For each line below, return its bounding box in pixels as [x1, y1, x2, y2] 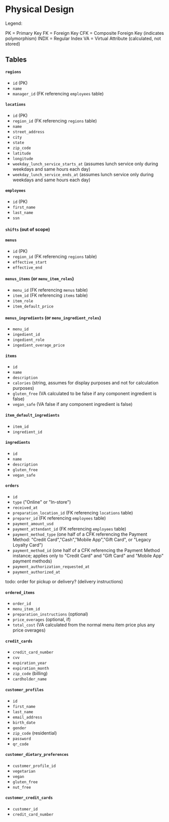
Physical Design [5, 4, 74, 15]
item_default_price [12, 304, 54, 309]
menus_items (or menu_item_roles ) [5, 276, 74, 282]
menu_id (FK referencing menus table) [12, 287, 88, 293]
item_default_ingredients [5, 413, 60, 418]
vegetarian [12, 768, 36, 774]
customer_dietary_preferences [5, 752, 69, 757]
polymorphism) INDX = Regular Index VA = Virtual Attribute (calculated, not [5, 35, 161, 41]
